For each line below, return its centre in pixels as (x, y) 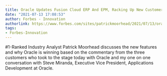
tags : (11, 28)
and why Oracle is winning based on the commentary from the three (75, 52)
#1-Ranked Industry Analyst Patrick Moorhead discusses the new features (81, 47)
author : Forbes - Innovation (35, 19)
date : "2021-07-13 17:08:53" (35, 14)
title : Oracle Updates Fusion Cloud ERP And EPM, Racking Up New (74, 10)
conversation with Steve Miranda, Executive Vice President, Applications (79, 63)
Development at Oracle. (29, 68)
